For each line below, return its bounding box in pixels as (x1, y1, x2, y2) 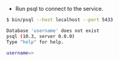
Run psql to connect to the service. (15, 5, 104, 12)
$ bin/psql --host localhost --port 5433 (6, 17, 114, 23)
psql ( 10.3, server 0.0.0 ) (6, 33, 75, 39)
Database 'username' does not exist (6, 27, 99, 34)
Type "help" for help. (6, 39, 64, 45)
